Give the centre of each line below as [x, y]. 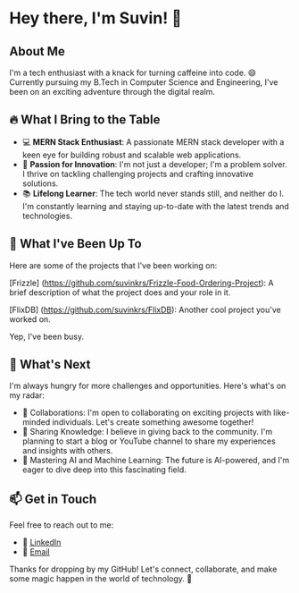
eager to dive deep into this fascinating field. [104, 470]
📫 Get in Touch [53, 499]
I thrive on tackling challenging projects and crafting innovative [138, 174]
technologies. [47, 216]
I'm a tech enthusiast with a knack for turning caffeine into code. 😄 [133, 72]
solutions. [40, 183]
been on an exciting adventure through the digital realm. [112, 92]
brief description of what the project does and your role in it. [120, 292]
